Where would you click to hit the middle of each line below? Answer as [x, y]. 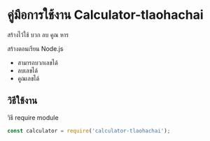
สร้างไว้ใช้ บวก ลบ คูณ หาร [38, 34]
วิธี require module [33, 117]
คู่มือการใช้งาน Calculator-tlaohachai [106, 15]
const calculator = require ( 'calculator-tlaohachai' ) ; [89, 131]
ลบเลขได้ [28, 70]
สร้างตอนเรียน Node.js [35, 48]
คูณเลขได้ [28, 78]
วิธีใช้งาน [22, 101]
